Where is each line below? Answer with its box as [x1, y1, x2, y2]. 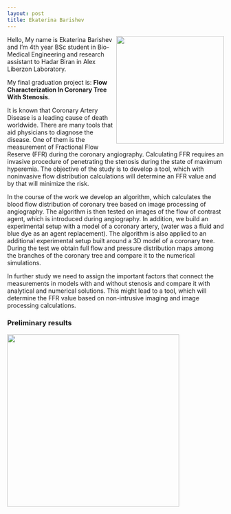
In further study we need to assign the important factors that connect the [7, 271, 214, 280]
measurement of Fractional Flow [7, 143, 99, 151]
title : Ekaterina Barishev [7, 17, 85, 23]
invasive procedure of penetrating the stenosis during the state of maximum [7, 157, 222, 165]
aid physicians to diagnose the [7, 128, 94, 136]
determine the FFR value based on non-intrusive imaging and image [7, 294, 199, 302]
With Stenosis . [7, 92, 50, 101]
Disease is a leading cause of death [7, 113, 109, 121]
